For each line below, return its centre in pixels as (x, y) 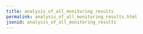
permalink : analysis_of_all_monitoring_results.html (72, 17)
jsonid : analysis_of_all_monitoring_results (61, 22)
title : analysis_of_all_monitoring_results (60, 11)
